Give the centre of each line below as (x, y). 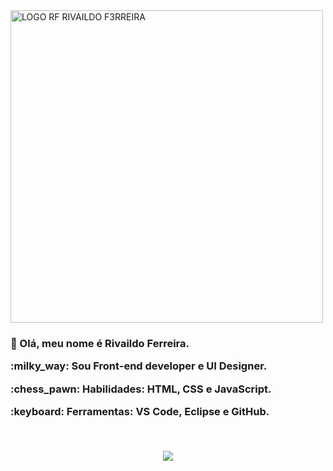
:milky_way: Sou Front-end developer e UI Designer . (139, 366)
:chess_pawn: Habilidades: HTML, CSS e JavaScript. (141, 389)
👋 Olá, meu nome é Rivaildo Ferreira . (100, 343)
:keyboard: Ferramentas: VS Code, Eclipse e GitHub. (140, 412)
